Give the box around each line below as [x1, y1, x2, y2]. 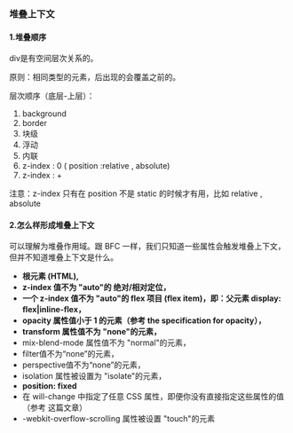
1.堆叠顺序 [9, 31, 47, 42]
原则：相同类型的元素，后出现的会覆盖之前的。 [9, 72, 180, 83]
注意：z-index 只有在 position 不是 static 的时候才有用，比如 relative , [9, 188, 263, 199]
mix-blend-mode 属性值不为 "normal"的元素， [21, 337, 191, 348]
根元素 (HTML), [21, 271, 80, 281]
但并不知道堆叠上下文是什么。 [9, 252, 118, 263]
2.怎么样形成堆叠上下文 [9, 219, 95, 230]
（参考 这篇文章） [21, 402, 87, 413]
